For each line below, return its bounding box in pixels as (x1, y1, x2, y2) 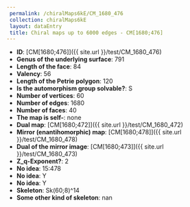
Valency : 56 (16, 70, 51, 78)
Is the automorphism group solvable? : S (16, 84, 133, 93)
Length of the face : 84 (16, 62, 82, 71)
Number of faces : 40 (16, 106, 77, 114)
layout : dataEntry (9, 23, 62, 29)
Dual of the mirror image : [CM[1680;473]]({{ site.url (16, 143, 164, 151)
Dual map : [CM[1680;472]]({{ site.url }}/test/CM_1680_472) (16, 121, 183, 129)
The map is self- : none (16, 114, 82, 122)
